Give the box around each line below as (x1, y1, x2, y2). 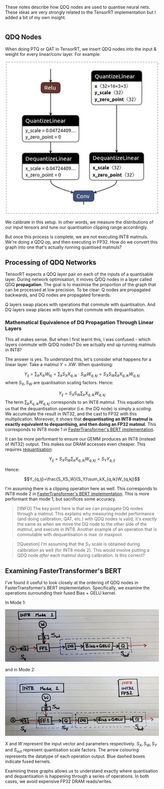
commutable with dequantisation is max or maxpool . (17, 531, 123, 537)
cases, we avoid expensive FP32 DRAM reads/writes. (5, 779, 112, 785)
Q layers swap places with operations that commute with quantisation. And (5, 301, 156, 308)
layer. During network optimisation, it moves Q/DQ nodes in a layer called (5, 276, 152, 282)
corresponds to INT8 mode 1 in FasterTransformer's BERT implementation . (5, 426, 155, 432)
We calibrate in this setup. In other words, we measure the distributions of (5, 219, 154, 225)
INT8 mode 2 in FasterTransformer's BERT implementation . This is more (5, 491, 150, 496)
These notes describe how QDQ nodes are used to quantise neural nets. (5, 4, 150, 10)
